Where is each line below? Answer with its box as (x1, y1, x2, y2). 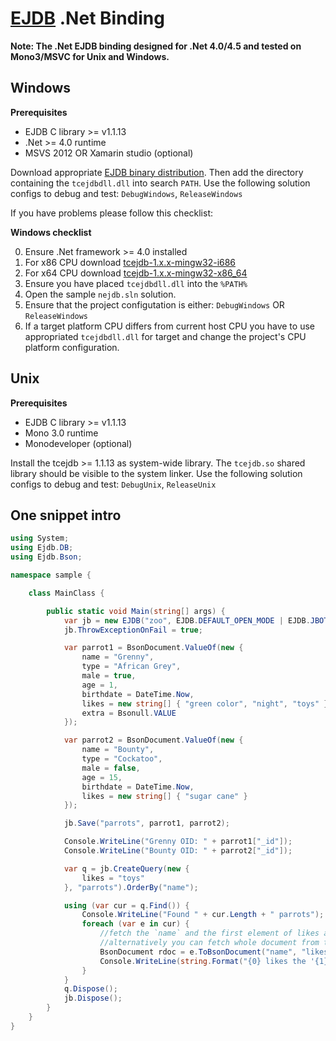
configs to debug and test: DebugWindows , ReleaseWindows (10, 187, 243, 199)
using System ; (10, 533, 70, 544)
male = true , (81, 671, 137, 681)
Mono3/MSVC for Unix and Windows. (10, 50, 170, 62)
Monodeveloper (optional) (24, 437, 133, 449)
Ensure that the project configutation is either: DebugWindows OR (24, 298, 285, 311)
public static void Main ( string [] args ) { (46, 606, 226, 616)
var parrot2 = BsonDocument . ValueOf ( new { (63, 735, 244, 746)
